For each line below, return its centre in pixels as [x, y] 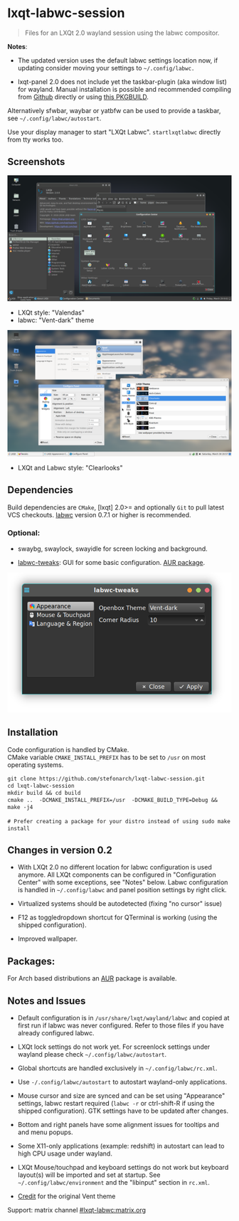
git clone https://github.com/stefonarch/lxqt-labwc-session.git [106, 778]
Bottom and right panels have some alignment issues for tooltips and [118, 1125]
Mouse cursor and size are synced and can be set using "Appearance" [121, 1096]
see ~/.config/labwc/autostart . [54, 118]
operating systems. [36, 765]
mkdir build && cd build [44, 793]
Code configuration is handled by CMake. [68, 749]
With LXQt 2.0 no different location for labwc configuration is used [115, 867]
